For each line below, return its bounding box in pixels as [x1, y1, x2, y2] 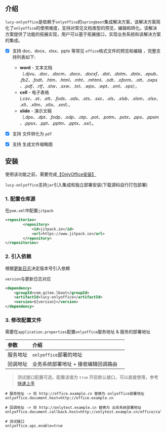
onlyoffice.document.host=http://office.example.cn [5, 395, 114, 401]
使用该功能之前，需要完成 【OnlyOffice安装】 [5, 171, 96, 177]
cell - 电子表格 [19, 89, 49, 95]
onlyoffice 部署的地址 [32, 351, 83, 358]
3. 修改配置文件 [5, 316, 42, 323]
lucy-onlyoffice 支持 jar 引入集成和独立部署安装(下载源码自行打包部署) [5, 182, 148, 188]
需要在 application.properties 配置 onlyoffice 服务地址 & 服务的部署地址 [5, 329, 151, 335]
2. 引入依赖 [5, 253, 32, 260]
